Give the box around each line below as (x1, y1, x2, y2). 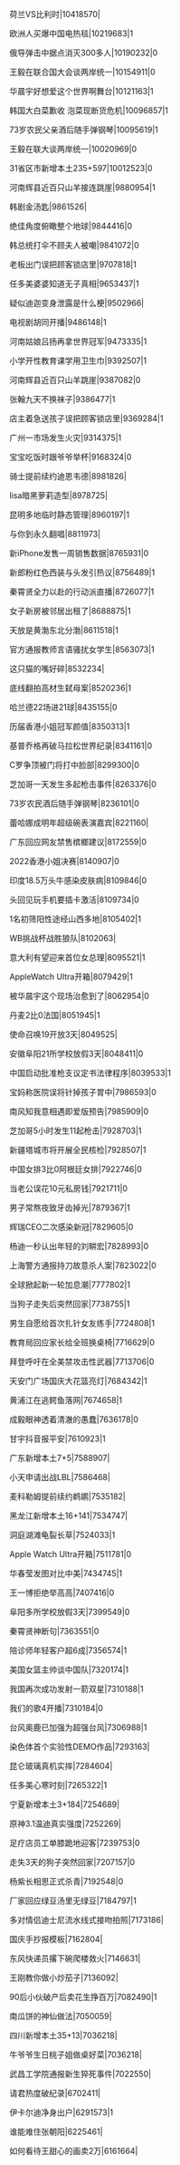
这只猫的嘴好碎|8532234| (9, 663, 105, 674)
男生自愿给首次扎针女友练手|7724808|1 (9, 1318, 156, 1328)
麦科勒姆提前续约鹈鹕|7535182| (9, 1491, 127, 1502)
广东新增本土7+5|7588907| (9, 1453, 110, 1463)
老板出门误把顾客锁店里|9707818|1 (9, 259, 137, 270)
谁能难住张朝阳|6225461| (9, 2126, 103, 2137)
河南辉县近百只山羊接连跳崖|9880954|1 (9, 182, 156, 193)
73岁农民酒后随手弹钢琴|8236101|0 (9, 798, 140, 809)
